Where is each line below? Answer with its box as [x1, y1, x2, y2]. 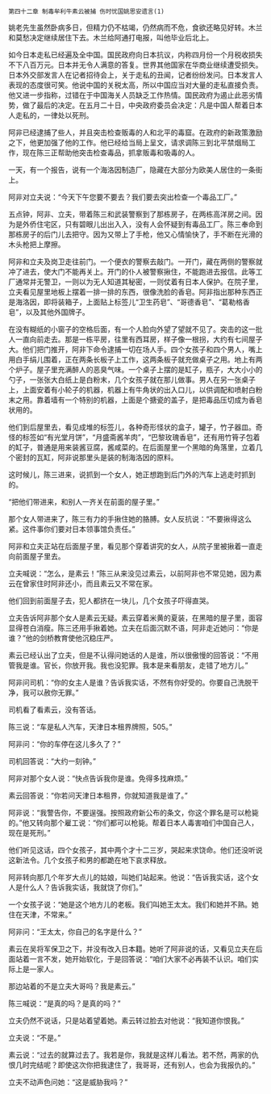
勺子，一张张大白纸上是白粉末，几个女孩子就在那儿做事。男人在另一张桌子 [8, 375, 256, 384]
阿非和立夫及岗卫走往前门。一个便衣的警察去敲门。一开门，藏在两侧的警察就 [8, 257, 263, 266]
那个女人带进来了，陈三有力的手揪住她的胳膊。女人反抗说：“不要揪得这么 [8, 514, 252, 523]
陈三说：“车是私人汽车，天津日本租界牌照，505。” [8, 722, 173, 731]
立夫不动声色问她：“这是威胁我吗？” [8, 1077, 128, 1087]
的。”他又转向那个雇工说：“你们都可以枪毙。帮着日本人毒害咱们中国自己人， [8, 818, 259, 828]
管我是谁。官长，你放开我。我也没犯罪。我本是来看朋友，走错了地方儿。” [8, 660, 248, 670]
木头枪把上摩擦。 [8, 240, 65, 249]
